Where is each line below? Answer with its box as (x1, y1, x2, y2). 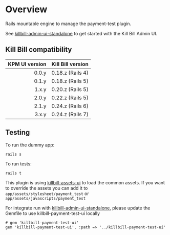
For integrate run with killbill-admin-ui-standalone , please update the (5, 205, 151, 211)
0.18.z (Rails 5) (51, 77, 89, 84)
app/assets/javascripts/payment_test (5, 196, 86, 201)
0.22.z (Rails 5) (51, 94, 89, 101)
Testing (5, 128, 30, 137)
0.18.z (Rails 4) (51, 69, 89, 76)
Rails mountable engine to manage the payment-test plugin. (5, 20, 132, 27)
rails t (5, 170, 22, 176)
